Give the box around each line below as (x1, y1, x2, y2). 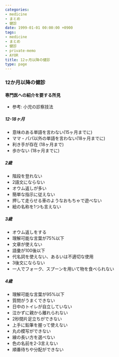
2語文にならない (12, 179, 45, 185)
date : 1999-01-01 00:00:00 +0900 (5, 25, 73, 30)
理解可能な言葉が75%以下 (12, 235, 64, 241)
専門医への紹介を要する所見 (5, 92, 61, 98)
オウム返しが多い (12, 185, 47, 191)
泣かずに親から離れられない (12, 310, 68, 316)
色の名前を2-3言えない (12, 340, 59, 346)
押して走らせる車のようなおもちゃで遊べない (12, 198, 102, 204)
